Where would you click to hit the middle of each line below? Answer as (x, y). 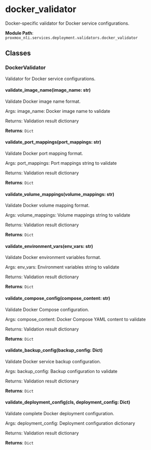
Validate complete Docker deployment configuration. (60, 414)
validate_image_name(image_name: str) (48, 90)
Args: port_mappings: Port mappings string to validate (61, 163)
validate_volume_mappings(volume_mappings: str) (60, 194)
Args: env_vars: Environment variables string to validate (62, 267)
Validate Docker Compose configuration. (47, 309)
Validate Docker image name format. (43, 101)
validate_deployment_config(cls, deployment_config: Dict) (68, 402)
